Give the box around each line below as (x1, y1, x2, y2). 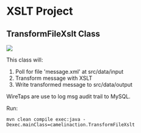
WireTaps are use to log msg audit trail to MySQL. (6, 93, 131, 100)
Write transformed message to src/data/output (15, 81, 133, 88)
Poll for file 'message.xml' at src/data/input (15, 68, 124, 75)
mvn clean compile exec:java (6, 117, 81, 123)
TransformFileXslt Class (6, 29, 101, 39)
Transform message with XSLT (15, 74, 93, 82)
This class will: (6, 56, 43, 63)
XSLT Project (6, 4, 73, 18)
